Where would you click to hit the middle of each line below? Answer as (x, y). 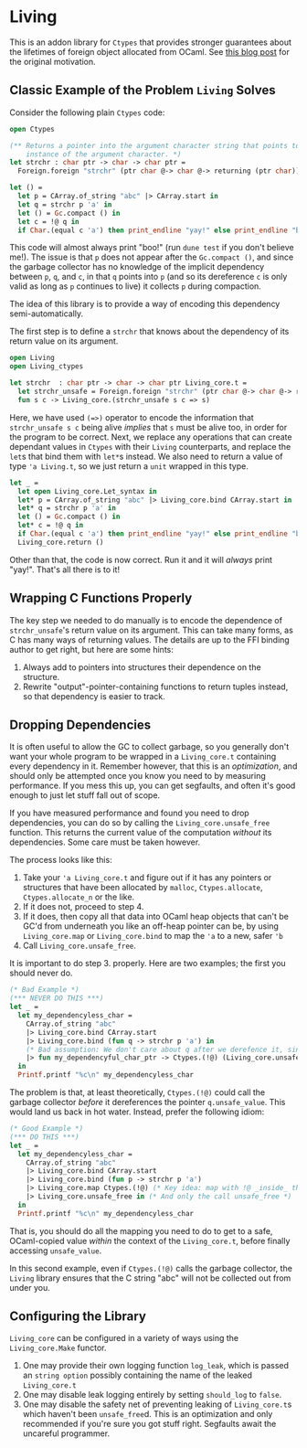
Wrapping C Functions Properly (101, 598)
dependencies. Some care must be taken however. (105, 842)
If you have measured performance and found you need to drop (129, 813)
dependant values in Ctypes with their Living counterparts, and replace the (150, 446)
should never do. (41, 973)
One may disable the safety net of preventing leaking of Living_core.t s (157, 1404)
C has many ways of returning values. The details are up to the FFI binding (149, 639)
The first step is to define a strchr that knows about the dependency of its (149, 332)
